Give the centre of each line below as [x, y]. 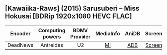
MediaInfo [108, 33]
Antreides [52, 45]
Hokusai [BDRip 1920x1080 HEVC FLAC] [69, 17]
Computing [52, 30]
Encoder [20, 33]
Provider [81, 36]
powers [52, 36]
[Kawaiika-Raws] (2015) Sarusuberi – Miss [72, 9]
